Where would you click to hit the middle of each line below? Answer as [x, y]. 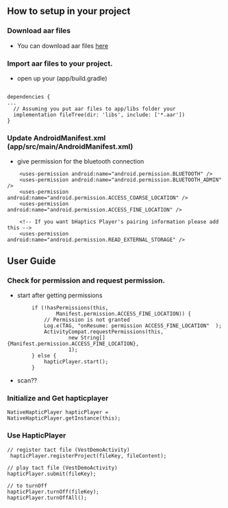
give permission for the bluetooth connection [80, 162]
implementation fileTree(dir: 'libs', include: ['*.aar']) [99, 115]
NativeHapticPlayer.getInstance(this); [64, 418]
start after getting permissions [60, 295]
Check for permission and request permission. [86, 280]
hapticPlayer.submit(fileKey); [52, 474]
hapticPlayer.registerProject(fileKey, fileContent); [88, 456]
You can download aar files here [62, 46]
